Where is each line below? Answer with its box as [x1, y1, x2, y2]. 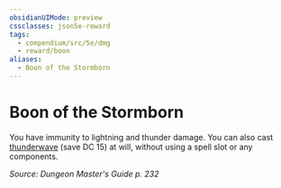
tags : [9, 30, 30, 39]
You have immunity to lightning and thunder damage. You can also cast [9, 131, 274, 142]
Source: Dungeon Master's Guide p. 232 [9, 168, 159, 179]
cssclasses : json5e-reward [9, 22, 111, 31]
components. [9, 150, 59, 162]
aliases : [9, 55, 42, 64]
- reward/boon [17, 47, 70, 56]
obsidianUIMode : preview [9, 13, 103, 22]
